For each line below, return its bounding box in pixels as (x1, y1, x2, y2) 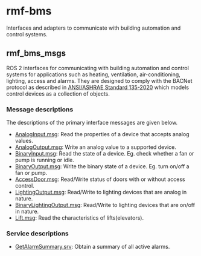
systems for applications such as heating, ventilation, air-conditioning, (6, 71, 181, 78)
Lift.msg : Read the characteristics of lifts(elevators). (14, 214, 144, 222)
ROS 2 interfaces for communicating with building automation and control (6, 64, 189, 71)
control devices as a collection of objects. (6, 90, 110, 97)
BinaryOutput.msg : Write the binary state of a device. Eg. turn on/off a (14, 163, 190, 170)
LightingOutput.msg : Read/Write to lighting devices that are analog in (14, 189, 187, 196)
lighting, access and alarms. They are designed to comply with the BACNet (6, 77, 193, 84)
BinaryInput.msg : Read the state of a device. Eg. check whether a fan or (14, 150, 194, 157)
